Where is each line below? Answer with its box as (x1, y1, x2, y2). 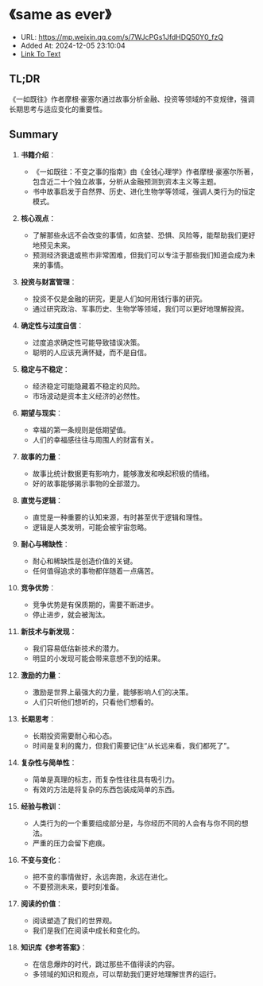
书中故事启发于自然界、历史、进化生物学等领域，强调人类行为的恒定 (32, 187, 256, 196)
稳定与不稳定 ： (20, 364, 70, 373)
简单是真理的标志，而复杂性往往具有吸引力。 (32, 775, 180, 784)
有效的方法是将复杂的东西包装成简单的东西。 (32, 784, 180, 794)
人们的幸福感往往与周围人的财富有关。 (32, 435, 158, 444)
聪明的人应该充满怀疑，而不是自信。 (32, 347, 152, 357)
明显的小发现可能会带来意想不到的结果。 (32, 653, 165, 663)
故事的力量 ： (20, 451, 63, 461)
